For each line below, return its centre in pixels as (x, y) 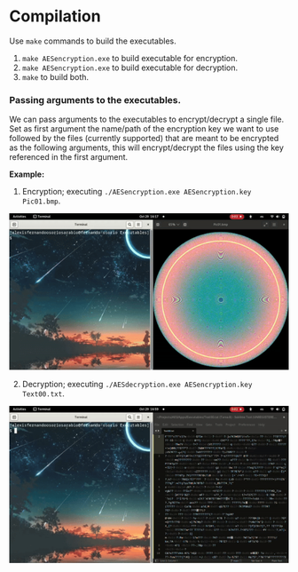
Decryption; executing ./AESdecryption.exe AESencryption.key (137, 385)
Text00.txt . (43, 393)
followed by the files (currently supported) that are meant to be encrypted (144, 139)
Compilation (55, 16)
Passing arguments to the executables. (95, 99)
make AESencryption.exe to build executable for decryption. (130, 68)
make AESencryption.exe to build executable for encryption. (129, 58)
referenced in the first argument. (69, 157)
